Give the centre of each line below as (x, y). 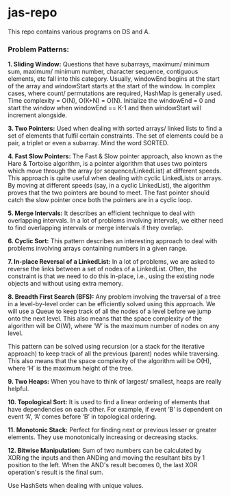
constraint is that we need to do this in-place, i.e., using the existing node (111, 276)
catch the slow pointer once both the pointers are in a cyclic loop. (100, 200)
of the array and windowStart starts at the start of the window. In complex (112, 86)
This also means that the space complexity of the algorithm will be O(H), (110, 361)
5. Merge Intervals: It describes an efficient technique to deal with (102, 213)
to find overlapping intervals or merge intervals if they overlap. (96, 228)
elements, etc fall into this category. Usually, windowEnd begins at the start (114, 79)
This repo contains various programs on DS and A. (79, 32)
